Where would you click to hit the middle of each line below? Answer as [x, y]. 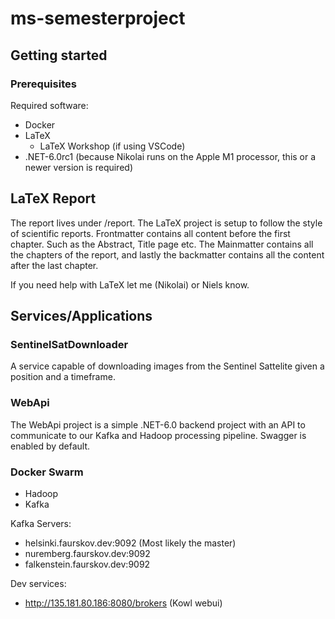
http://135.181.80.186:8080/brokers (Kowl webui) [123, 603]
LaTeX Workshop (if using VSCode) [112, 146]
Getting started [59, 55]
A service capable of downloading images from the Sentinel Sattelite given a [167, 366]
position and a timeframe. [63, 377]
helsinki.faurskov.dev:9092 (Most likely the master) [130, 543]
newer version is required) [79, 167]
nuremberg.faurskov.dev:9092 [87, 553]
